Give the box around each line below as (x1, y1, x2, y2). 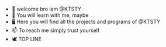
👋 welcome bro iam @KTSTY (11, 6, 82, 12)
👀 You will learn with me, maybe (11, 12, 89, 19)
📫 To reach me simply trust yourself (11, 27, 100, 34)
